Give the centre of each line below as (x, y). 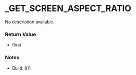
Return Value (20, 34)
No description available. (30, 22)
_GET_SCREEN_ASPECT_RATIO (68, 8)
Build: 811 (21, 68)
